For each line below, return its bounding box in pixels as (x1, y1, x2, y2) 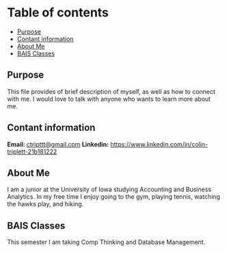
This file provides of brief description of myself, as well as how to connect (7, 87, 215, 95)
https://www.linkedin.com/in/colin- (110, 140, 209, 148)
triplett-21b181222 (7, 147, 57, 156)
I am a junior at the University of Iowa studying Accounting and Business (7, 185, 212, 193)
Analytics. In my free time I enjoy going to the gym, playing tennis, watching (7, 193, 221, 201)
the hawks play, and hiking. (7, 200, 84, 208)
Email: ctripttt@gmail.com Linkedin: (7, 140, 109, 148)
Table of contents (7, 5, 109, 21)
